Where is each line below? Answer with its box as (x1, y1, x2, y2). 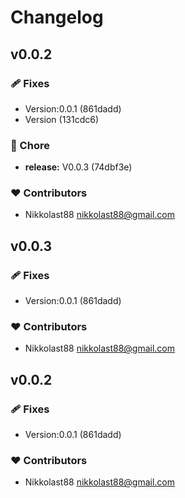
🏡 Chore (10, 138, 50, 152)
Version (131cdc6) (24, 113, 100, 125)
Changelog (10, 6, 104, 29)
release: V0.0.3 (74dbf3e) (24, 161, 133, 173)
